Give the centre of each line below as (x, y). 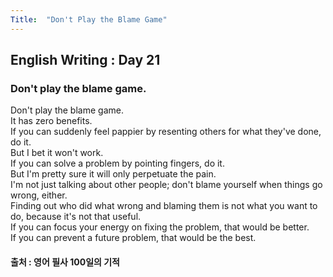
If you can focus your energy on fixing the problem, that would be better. (160, 227)
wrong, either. (39, 195)
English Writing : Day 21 (85, 60)
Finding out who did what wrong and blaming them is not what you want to (164, 206)
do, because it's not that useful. (76, 217)
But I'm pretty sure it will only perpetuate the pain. (113, 174)
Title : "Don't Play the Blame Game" (89, 19)
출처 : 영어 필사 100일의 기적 (65, 262)
